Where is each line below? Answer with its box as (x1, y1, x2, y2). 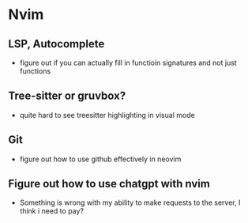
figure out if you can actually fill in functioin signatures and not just (19, 58, 237, 67)
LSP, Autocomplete (8, 37, 105, 51)
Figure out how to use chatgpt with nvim (8, 177, 211, 191)
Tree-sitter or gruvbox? (8, 89, 126, 103)
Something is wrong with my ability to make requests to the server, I (19, 198, 241, 207)
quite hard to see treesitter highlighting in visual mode (19, 110, 195, 119)
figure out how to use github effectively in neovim (19, 154, 182, 164)
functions (19, 66, 51, 76)
